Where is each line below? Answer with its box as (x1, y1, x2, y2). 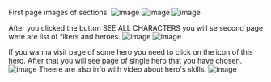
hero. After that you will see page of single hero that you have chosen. (8, 56, 243, 65)
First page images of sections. (8, 8, 109, 17)
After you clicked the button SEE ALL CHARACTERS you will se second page (8, 23, 264, 32)
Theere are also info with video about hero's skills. (39, 64, 207, 74)
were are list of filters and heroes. (8, 32, 121, 41)
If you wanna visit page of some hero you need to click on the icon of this (8, 47, 253, 56)
